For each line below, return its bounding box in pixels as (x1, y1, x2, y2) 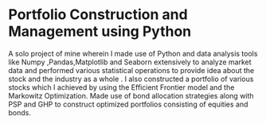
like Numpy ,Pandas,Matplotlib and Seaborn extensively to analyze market (8, 57, 252, 67)
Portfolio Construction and (8, 6, 189, 24)
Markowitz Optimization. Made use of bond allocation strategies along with (8, 91, 254, 100)
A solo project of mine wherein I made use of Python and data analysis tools (8, 48, 258, 58)
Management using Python (8, 22, 192, 41)
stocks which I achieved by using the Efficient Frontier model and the (8, 82, 235, 92)
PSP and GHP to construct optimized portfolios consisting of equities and (8, 99, 248, 109)
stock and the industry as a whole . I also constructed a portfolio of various (8, 74, 254, 83)
